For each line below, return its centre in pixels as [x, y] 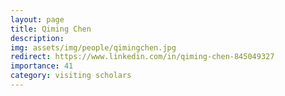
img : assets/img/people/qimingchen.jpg [93, 47]
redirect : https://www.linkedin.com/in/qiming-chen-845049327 [142, 57]
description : [37, 38]
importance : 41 [42, 66]
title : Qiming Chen [51, 29]
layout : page [37, 19]
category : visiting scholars [71, 76]
